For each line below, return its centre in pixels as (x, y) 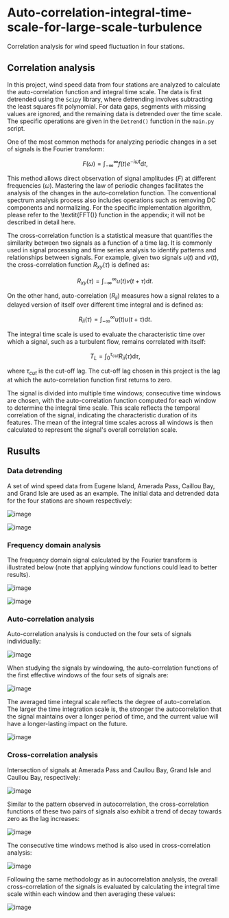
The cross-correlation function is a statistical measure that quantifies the (110, 236)
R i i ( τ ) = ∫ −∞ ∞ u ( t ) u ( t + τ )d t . (115, 319)
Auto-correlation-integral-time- (100, 13)
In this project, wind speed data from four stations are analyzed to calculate (114, 85)
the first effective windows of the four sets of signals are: (88, 675)
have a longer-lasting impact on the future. (68, 724)
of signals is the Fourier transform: (56, 149)
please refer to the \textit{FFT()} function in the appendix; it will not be (106, 215)
